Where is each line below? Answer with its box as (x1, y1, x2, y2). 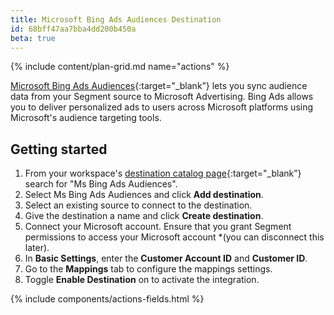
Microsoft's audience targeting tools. (10, 112, 162, 124)
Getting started (10, 141, 108, 158)
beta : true (10, 33, 56, 43)
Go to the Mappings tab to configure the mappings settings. (24, 263, 273, 275)
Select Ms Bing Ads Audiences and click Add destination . (24, 189, 264, 201)
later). (24, 242, 50, 254)
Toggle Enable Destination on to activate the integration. (24, 274, 260, 286)
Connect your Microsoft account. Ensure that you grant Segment (24, 221, 292, 233)
